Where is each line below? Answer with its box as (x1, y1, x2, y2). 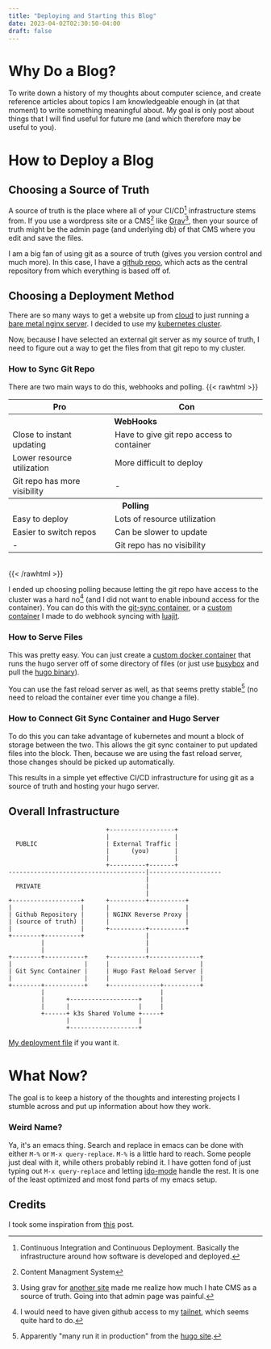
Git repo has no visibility (115, 539, 206, 550)
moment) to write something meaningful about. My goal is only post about (8, 106, 255, 116)
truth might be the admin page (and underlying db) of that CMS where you (8, 224, 256, 234)
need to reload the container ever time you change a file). (8, 692, 199, 703)
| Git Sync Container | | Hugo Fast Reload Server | (8, 967, 204, 976)
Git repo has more (12, 475, 81, 486)
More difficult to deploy (115, 457, 203, 469)
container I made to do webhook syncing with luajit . (8, 611, 180, 621)
